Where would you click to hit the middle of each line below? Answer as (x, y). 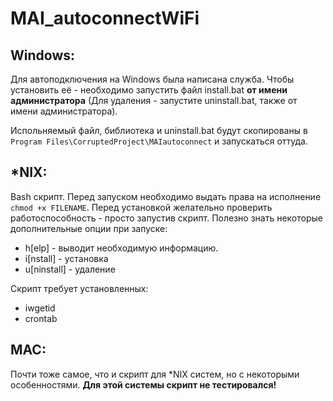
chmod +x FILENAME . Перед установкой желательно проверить (141, 207)
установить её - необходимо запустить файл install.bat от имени (149, 90)
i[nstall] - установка (66, 258)
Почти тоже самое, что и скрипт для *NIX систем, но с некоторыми (155, 374)
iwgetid (40, 308)
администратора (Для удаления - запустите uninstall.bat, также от (154, 100)
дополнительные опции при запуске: (89, 228)
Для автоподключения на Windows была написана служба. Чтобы (152, 79)
